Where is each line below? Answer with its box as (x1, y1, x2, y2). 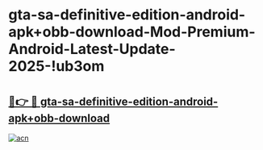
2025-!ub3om (8, 57, 105, 76)
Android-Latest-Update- (8, 40, 176, 58)
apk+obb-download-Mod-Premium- (8, 23, 256, 41)
